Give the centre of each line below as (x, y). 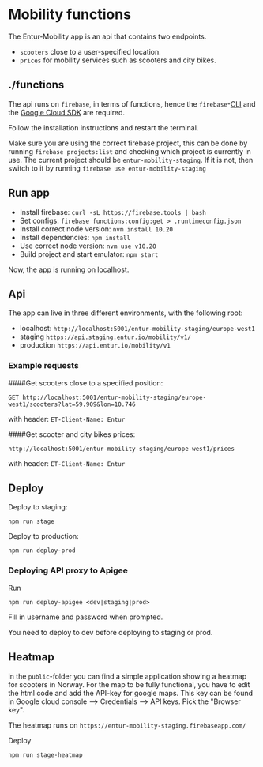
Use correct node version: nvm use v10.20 (88, 246)
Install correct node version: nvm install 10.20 (96, 229)
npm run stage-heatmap (45, 755)
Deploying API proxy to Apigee (68, 570)
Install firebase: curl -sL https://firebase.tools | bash (113, 212)
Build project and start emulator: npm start (89, 254)
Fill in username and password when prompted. (86, 617)
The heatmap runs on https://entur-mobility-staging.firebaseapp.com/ (127, 725)
